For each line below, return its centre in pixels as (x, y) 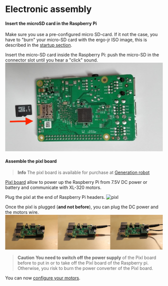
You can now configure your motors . (43, 278)
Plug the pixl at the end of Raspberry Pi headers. (55, 197)
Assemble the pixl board (31, 161)
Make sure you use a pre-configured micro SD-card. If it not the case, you (81, 35)
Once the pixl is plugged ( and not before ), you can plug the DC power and (82, 207)
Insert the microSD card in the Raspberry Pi (51, 23)
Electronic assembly (48, 9)
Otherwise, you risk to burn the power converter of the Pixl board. (85, 268)
